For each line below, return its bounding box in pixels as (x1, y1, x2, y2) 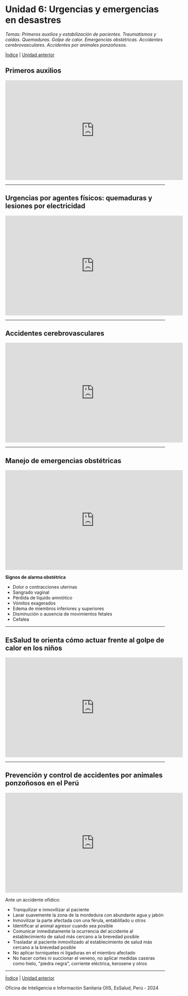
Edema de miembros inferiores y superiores (12, 606, 104, 612)
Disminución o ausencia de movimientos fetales (12, 611, 112, 617)
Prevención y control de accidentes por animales (5, 771, 163, 779)
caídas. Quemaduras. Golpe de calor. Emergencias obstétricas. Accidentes (5, 37, 163, 43)
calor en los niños (5, 644, 62, 652)
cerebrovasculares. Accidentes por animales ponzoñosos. (5, 42, 128, 48)
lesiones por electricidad (5, 202, 86, 210)
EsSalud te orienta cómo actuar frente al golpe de (5, 635, 165, 645)
